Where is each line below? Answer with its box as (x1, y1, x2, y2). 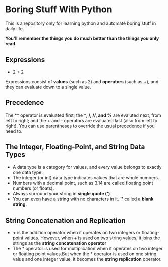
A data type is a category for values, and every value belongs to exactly (12, 164, 162, 170)
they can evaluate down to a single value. (5, 84, 91, 90)
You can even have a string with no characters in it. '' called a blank (12, 196, 154, 202)
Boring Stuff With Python (5, 4, 113, 15)
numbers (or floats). (12, 185, 54, 191)
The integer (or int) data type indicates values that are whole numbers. (12, 175, 160, 181)
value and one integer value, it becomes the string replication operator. (12, 256, 162, 262)
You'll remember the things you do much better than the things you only (5, 35, 159, 41)
